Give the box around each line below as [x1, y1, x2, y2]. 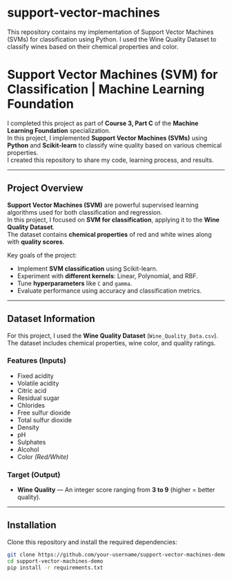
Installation [7, 519, 57, 531]
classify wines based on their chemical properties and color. [7, 42, 179, 51]
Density [17, 423, 39, 431]
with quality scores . [7, 237, 65, 246]
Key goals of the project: [7, 251, 77, 259]
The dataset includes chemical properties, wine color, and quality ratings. [7, 338, 216, 347]
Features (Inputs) [7, 356, 67, 365]
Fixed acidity [17, 372, 54, 380]
